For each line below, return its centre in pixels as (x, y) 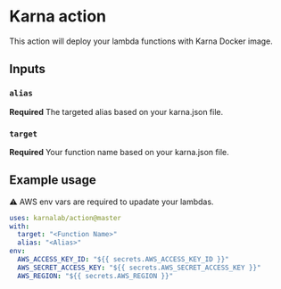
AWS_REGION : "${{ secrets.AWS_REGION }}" (95, 276)
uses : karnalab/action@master (66, 218)
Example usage (53, 180)
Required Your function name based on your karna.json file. (119, 152)
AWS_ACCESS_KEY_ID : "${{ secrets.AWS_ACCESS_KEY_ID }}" (123, 260)
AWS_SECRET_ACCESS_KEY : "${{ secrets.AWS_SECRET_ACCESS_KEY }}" (139, 268)
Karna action (58, 17)
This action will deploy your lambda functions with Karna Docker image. (141, 41)
